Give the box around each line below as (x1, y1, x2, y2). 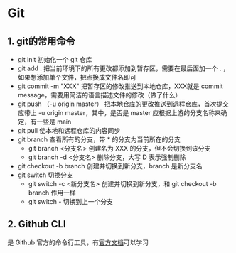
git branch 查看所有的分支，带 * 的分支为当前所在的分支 (17, 135, 181, 144)
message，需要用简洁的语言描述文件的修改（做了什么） (17, 91, 182, 99)
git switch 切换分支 (17, 171, 73, 179)
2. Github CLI (7, 218, 66, 230)
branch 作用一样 (28, 188, 76, 197)
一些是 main (36, 117, 72, 126)
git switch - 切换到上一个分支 (28, 198, 114, 205)
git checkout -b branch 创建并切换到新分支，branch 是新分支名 (17, 162, 203, 170)
